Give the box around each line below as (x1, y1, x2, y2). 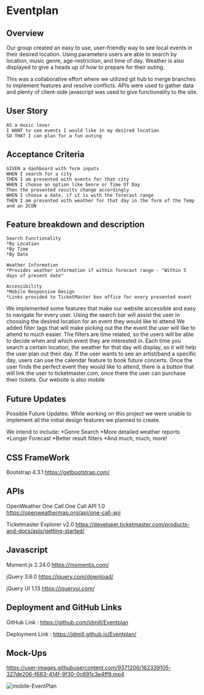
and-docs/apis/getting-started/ (6, 527, 85, 534)
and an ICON (6, 202, 37, 209)
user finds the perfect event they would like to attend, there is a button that (6, 363, 194, 371)
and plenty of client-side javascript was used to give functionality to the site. (6, 88, 198, 95)
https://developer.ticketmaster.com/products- (75, 521, 190, 528)
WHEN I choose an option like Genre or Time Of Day (6, 181, 140, 188)
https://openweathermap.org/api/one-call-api (6, 508, 121, 516)
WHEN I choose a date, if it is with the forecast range (6, 192, 154, 198)
